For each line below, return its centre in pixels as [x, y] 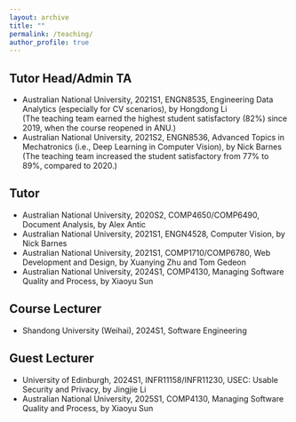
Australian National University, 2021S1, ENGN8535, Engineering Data [148, 100]
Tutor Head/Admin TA [71, 78]
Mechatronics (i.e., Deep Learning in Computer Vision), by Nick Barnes [152, 147]
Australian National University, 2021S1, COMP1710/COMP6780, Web [146, 252]
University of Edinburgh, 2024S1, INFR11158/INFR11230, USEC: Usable [150, 379]
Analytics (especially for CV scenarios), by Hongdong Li [124, 109]
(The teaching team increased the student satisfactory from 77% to [145, 156]
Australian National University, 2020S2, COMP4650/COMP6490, [140, 215]
